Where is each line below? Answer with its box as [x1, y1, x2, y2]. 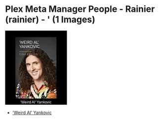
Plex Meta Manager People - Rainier [5, 3, 155, 15]
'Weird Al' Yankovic [12, 110, 52, 116]
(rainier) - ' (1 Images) [5, 14, 95, 25]
